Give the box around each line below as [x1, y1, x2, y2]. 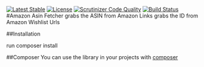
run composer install [6, 42, 58, 49]
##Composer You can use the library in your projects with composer [6, 54, 178, 60]
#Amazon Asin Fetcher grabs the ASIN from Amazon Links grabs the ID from [6, 12, 199, 19]
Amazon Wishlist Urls [6, 19, 60, 25]
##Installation [6, 30, 41, 37]
